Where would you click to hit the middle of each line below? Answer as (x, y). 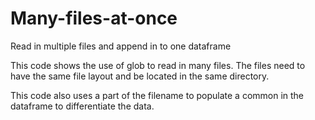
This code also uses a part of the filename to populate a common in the (157, 95)
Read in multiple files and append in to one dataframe (121, 46)
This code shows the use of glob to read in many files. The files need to (158, 65)
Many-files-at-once (94, 18)
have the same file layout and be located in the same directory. (140, 76)
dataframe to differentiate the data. (82, 106)
